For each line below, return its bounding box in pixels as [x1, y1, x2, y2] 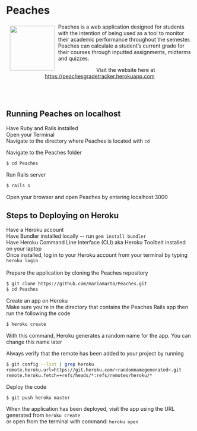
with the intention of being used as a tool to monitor [58, 29, 185, 36]
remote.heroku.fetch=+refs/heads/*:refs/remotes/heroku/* [6, 372, 152, 378]
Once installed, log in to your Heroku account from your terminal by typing [6, 251, 188, 259]
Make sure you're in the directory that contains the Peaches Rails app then [6, 304, 189, 311]
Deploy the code [6, 383, 47, 390]
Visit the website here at [96, 66, 155, 73]
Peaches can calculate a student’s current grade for [58, 42, 185, 49]
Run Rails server [6, 171, 46, 178]
